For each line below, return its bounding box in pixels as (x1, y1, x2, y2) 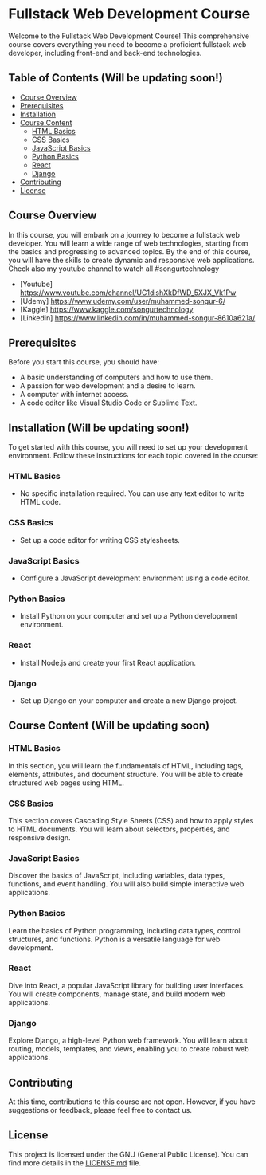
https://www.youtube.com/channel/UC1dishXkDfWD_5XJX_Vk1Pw (19, 288, 237, 297)
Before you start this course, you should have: (8, 357, 159, 367)
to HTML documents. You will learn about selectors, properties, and (8, 824, 230, 834)
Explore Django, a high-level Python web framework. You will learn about (8, 1035, 248, 1045)
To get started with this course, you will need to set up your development (8, 442, 248, 452)
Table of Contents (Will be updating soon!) (8, 71, 223, 84)
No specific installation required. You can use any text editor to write (19, 489, 244, 498)
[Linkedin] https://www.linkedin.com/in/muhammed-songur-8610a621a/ (19, 312, 256, 323)
